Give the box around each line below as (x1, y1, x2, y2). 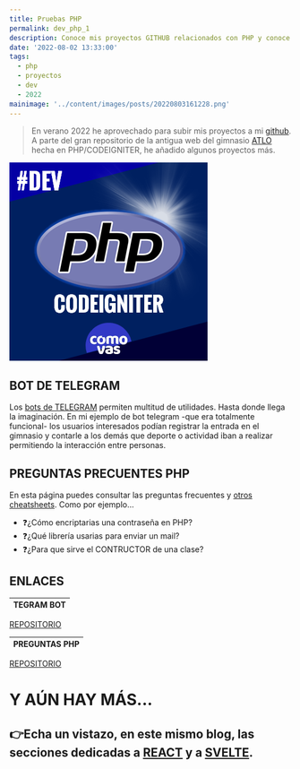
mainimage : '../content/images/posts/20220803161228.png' (9, 99, 230, 108)
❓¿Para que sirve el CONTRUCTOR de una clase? (21, 544, 204, 555)
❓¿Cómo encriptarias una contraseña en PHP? (21, 517, 193, 528)
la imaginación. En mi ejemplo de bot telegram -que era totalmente (9, 411, 255, 422)
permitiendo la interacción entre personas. (9, 440, 167, 451)
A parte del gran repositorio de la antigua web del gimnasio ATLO (30, 134, 272, 145)
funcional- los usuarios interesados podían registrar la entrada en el (9, 421, 260, 432)
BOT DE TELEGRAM (9, 377, 121, 393)
